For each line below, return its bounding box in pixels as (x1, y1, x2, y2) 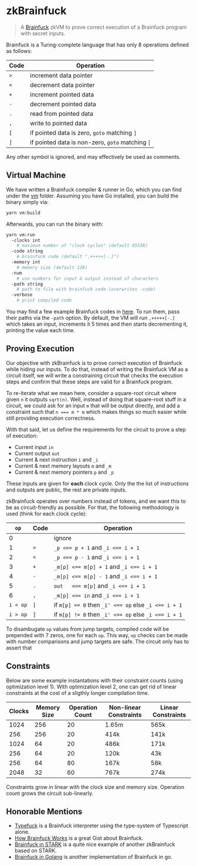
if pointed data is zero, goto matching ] (30, 128, 137, 136)
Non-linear (108, 703, 141, 711)
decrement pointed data (30, 100, 97, 108)
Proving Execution (6, 344, 74, 354)
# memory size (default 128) (16, 265, 88, 270)
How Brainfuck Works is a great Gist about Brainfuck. (14, 835, 144, 842)
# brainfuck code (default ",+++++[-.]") (16, 254, 119, 260)
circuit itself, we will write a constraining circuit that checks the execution (6, 372, 183, 379)
